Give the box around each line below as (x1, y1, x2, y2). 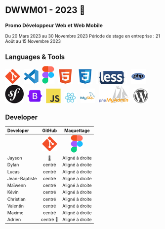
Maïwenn (7, 182, 26, 189)
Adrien (7, 217, 21, 223)
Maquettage (64, 128, 90, 133)
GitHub (41, 128, 57, 133)
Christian (7, 196, 26, 202)
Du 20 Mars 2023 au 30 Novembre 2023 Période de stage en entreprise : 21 (5, 33, 161, 39)
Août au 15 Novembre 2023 (5, 38, 61, 44)
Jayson (7, 155, 22, 161)
